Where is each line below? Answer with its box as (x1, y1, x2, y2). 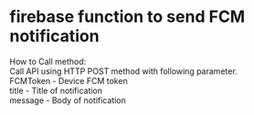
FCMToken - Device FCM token (9, 75, 128, 86)
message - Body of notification (9, 94, 126, 106)
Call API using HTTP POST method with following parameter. (9, 66, 238, 77)
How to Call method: (9, 56, 87, 67)
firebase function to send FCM (9, 6, 246, 27)
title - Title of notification (9, 85, 103, 96)
